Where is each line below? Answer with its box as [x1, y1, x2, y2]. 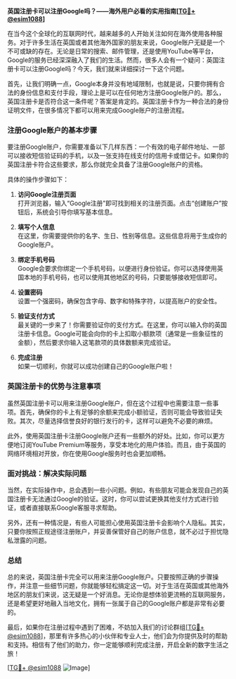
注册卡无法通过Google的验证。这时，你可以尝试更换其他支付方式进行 [13, 494, 213, 503]
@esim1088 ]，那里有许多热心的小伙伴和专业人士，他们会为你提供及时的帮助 [7, 632, 228, 640]
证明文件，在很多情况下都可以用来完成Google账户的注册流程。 [7, 106, 188, 114]
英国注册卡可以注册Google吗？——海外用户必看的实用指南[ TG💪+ [7, 7, 196, 15]
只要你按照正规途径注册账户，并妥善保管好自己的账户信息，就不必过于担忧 [7, 527, 223, 535]
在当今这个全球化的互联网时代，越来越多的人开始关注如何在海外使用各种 [7, 30, 216, 37]
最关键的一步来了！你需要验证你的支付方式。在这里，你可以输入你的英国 [17, 321, 227, 329]
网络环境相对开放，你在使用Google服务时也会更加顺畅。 [7, 449, 170, 458]
